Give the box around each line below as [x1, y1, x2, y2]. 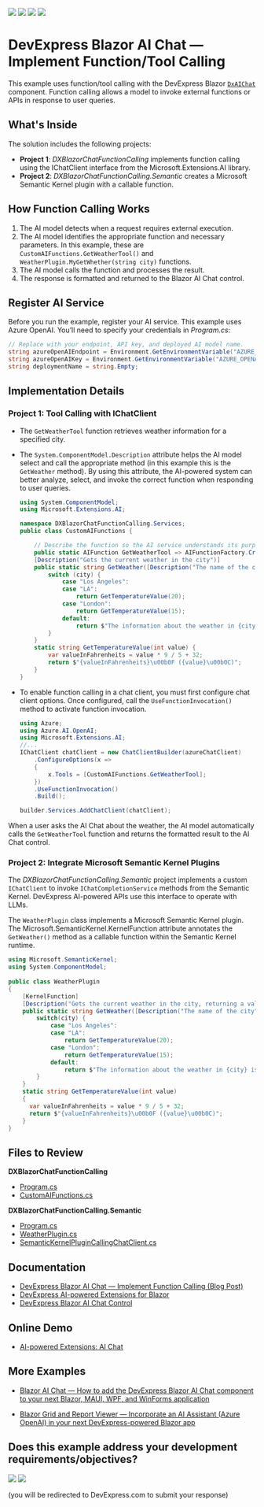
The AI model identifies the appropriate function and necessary [19, 231, 225, 241]
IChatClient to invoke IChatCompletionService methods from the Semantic [8, 883, 250, 893]
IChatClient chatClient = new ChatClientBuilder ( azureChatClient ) [19, 749, 242, 757]
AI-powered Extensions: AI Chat [19, 1342, 123, 1351]
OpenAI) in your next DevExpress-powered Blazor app [19, 1417, 196, 1427]
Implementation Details [8, 384, 125, 398]
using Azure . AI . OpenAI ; [19, 727, 98, 735]
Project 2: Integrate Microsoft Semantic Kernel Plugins [8, 857, 221, 868]
